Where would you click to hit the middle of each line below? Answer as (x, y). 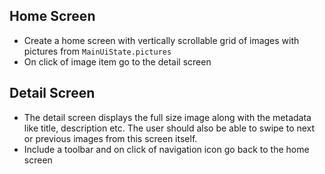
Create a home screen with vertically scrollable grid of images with (161, 40)
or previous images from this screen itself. (110, 138)
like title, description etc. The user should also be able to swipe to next (169, 128)
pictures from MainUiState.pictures (97, 51)
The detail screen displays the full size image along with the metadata (167, 117)
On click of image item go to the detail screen (117, 61)
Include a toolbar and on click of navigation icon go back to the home (166, 149)
